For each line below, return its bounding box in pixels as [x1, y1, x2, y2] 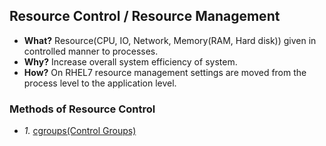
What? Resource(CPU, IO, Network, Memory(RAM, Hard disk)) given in [23, 34, 317, 46]
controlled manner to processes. [23, 45, 159, 57]
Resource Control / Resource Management [9, 8, 281, 25]
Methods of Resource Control [9, 102, 156, 116]
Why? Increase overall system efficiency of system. [23, 55, 238, 68]
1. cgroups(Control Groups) [23, 125, 137, 137]
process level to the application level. [23, 77, 177, 89]
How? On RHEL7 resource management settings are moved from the [23, 66, 307, 78]
